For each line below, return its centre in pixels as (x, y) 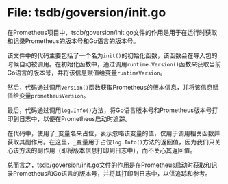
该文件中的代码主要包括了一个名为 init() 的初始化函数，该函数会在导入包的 (112, 55)
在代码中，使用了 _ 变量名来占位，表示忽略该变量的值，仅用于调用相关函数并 (114, 133)
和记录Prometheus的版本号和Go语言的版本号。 (73, 41)
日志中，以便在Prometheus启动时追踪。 (75, 118)
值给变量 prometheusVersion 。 (48, 95)
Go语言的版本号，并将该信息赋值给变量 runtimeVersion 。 (87, 73)
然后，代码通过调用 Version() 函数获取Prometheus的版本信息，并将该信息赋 (113, 87)
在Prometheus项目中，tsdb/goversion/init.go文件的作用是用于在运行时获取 (112, 32)
